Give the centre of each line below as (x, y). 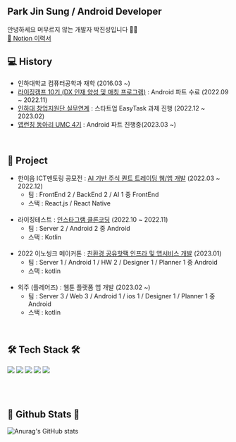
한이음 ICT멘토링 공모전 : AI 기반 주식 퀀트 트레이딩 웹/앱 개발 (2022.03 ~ (119, 178)
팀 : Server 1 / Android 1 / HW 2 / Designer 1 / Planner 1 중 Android (123, 263)
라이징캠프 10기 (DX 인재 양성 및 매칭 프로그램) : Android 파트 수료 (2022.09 (123, 91)
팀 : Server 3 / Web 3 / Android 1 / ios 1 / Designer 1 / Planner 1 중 (122, 296)
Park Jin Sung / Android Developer (85, 12)
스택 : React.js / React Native (69, 203)
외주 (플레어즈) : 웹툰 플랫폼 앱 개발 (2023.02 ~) (84, 287)
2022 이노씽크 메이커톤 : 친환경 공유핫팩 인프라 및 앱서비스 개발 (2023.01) (119, 253)
